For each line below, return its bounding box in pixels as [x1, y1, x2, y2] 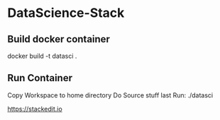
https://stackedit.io [7, 104, 62, 113]
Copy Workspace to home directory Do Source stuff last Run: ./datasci [7, 90, 214, 100]
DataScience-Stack [7, 5, 125, 21]
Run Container [7, 72, 73, 84]
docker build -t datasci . [7, 52, 77, 60]
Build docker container [7, 33, 110, 45]
